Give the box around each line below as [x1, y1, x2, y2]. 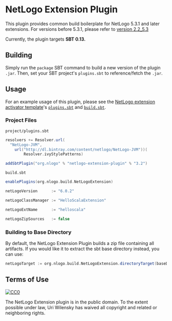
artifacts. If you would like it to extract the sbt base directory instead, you [5, 246, 160, 252]
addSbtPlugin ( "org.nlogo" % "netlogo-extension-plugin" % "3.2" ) [5, 161, 147, 166]
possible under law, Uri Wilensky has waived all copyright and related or [5, 304, 158, 310]
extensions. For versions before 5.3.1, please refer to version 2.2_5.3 [5, 26, 149, 32]
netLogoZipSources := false [5, 216, 70, 221]
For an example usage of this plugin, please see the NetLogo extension [5, 99, 155, 105]
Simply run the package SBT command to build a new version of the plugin [5, 64, 161, 70]
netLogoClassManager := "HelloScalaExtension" [5, 198, 106, 203]
